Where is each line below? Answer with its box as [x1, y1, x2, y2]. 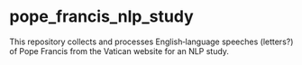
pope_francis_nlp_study [9, 6, 194, 27]
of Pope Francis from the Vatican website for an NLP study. [9, 45, 230, 56]
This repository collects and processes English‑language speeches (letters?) [9, 36, 294, 47]
